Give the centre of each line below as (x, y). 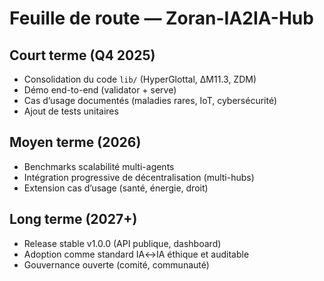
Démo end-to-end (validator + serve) (100, 90)
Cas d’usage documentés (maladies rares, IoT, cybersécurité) (150, 100)
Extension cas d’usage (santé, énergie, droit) (116, 188)
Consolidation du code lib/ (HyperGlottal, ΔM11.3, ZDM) (140, 79)
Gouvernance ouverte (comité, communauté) (116, 264)
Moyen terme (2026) (75, 142)
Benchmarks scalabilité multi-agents (99, 166)
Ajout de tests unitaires (71, 111)
